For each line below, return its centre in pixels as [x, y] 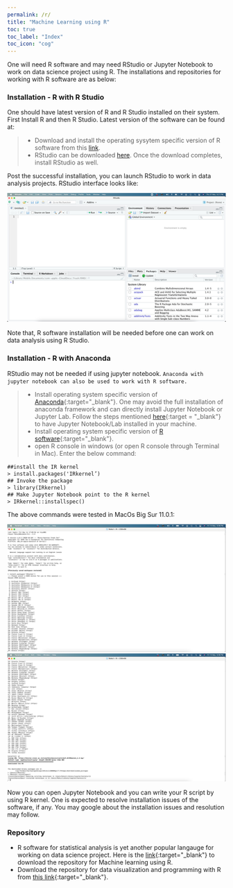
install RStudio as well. [67, 162]
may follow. [24, 814]
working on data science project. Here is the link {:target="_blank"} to [116, 855]
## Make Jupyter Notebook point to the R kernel [79, 495]
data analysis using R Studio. [49, 341]
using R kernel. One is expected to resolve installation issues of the [103, 800]
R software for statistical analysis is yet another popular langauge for [115, 847]
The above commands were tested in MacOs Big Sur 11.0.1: [91, 514]
